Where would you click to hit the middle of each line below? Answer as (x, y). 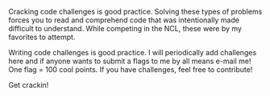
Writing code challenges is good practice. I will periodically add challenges (133, 52)
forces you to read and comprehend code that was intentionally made (124, 20)
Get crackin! (29, 85)
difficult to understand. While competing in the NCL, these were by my (125, 28)
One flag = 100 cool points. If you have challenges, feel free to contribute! (131, 70)
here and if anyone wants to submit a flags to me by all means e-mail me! (130, 61)
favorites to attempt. (42, 37)
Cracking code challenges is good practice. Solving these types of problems (135, 12)
